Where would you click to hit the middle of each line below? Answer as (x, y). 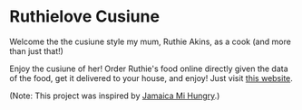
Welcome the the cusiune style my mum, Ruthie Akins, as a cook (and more (151, 41)
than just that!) (36, 50)
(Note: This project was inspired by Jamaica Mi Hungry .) (115, 96)
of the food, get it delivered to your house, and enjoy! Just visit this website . (151, 78)
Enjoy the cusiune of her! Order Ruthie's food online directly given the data (149, 69)
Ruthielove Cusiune (85, 17)
